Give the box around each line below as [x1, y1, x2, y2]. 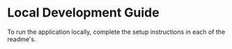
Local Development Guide [7, 5, 160, 21]
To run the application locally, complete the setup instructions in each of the [7, 28, 226, 36]
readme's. [7, 35, 36, 43]
